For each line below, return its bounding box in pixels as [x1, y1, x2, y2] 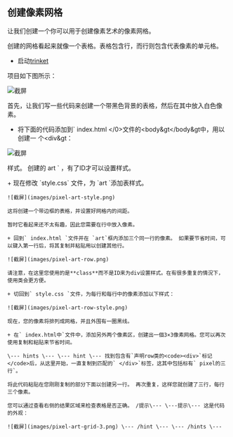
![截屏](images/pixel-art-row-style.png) [7, 304, 128, 311]
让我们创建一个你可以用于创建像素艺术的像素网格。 [7, 27, 155, 35]
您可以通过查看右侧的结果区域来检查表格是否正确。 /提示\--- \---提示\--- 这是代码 [7, 402, 225, 409]
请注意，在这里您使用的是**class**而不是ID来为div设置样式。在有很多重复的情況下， [7, 269, 224, 276]
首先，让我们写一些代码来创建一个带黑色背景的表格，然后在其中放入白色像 [7, 101, 222, 110]
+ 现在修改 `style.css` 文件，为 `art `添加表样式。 [7, 178, 148, 187]
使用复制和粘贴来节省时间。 [7, 339, 76, 346]
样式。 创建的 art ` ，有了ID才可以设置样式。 [7, 164, 135, 172]
